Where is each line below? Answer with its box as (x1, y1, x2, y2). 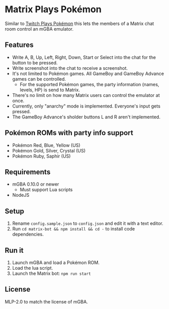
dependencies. (12, 231, 44, 238)
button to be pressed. (12, 60, 58, 66)
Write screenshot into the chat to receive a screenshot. (12, 65, 128, 71)
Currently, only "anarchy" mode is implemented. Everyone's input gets (12, 103, 161, 109)
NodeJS (12, 192, 30, 198)
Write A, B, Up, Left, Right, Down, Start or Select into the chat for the (12, 54, 156, 60)
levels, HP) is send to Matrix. (19, 87, 80, 93)
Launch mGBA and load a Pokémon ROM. (12, 260, 100, 266)
